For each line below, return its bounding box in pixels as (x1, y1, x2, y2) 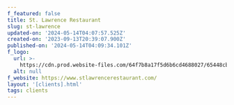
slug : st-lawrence (7, 23, 61, 30)
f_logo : (7, 49, 30, 56)
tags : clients (7, 87, 49, 94)
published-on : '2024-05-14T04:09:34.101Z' (7, 42, 132, 49)
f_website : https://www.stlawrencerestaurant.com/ (7, 74, 157, 82)
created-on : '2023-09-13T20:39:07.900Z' (7, 36, 127, 43)
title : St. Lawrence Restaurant (7, 17, 101, 23)
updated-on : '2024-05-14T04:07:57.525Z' (7, 29, 127, 37)
